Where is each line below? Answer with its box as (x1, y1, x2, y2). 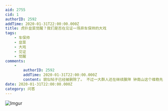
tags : (5, 30, 16, 35)
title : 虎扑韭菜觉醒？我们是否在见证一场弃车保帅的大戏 (5, 26, 106, 31)
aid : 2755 (5, 7, 26, 12)
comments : (5, 58, 26, 63)
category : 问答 (5, 86, 35, 91)
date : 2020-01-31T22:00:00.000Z (5, 81, 72, 86)
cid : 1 (5, 12, 19, 17)
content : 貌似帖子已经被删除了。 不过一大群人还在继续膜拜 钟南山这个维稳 (23, 77, 159, 82)
